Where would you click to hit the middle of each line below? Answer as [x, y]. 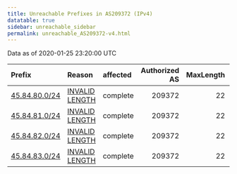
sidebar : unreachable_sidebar [52, 27]
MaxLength [206, 75]
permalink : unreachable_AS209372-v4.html [69, 33]
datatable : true [31, 20]
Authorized [160, 71]
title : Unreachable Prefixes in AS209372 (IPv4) [80, 14]
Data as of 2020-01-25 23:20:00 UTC [62, 53]
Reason [80, 75]
